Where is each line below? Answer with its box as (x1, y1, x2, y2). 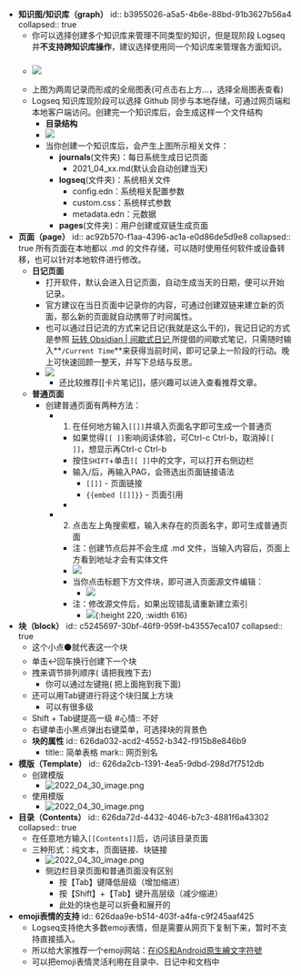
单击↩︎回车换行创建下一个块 (31, 656, 137, 667)
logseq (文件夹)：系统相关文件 (58, 175, 171, 186)
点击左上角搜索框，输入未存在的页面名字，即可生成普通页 (72, 520, 288, 531)
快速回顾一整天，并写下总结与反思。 (61, 357, 197, 368)
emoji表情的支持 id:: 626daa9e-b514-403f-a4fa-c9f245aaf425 (17, 910, 255, 922)
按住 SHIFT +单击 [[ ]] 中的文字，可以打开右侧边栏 (72, 455, 255, 466)
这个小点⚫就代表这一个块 (31, 642, 128, 653)
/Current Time (61, 347, 115, 356)
